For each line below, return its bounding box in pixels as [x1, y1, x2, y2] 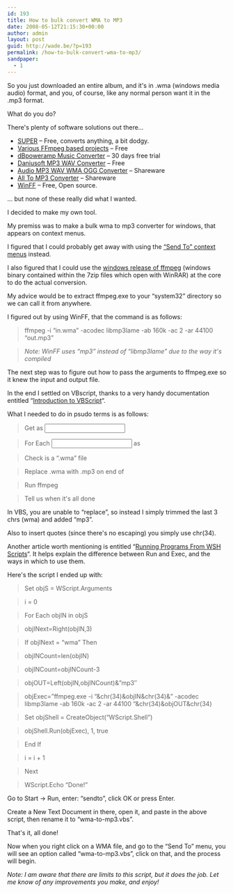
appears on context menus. [7, 229, 86, 237]
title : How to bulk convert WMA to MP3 [7, 17, 123, 24]
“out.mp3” [24, 333, 54, 342]
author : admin [7, 29, 49, 37]
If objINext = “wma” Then [24, 638, 97, 646]
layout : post [7, 36, 45, 43]
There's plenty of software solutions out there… [7, 123, 144, 131]
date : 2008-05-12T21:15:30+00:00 [7, 23, 104, 30]
